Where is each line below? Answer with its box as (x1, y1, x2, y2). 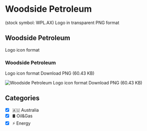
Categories (5, 94, 40, 103)
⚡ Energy (12, 120, 31, 126)
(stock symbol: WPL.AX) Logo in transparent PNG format (5, 20, 120, 26)
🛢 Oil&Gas (12, 113, 33, 119)
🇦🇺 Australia (12, 107, 39, 113)
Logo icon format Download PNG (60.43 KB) (5, 70, 95, 77)
